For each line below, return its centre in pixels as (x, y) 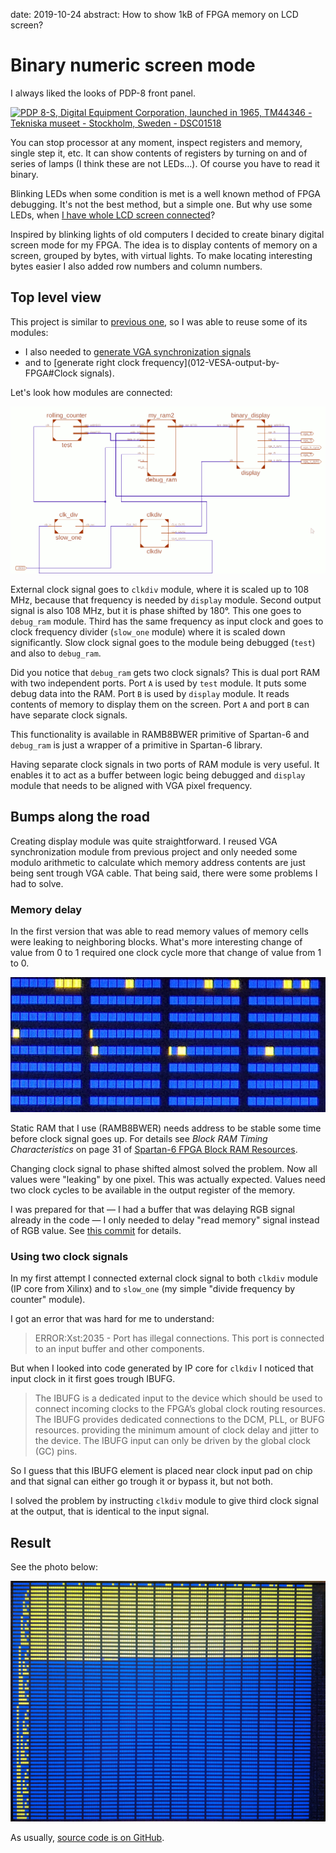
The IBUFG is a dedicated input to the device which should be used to (178, 1398)
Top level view (56, 297)
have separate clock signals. (69, 715)
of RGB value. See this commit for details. (96, 1230)
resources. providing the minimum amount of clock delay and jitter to (177, 1430)
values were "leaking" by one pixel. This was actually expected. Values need (168, 1179)
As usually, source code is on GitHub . (87, 1837)
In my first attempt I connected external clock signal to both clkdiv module (164, 1278)
